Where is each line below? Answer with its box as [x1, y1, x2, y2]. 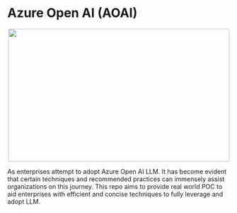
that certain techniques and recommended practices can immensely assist [7, 175, 225, 183]
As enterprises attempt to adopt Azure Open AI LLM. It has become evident [7, 167, 227, 175]
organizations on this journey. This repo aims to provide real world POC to [7, 182, 223, 190]
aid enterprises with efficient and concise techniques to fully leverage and [7, 190, 224, 198]
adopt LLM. [7, 197, 41, 206]
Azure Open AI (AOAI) [7, 5, 138, 21]
